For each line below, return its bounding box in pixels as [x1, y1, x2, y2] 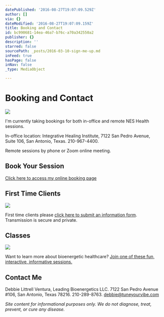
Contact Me [5, 273, 42, 281]
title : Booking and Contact [5, 26, 63, 31]
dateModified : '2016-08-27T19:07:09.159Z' [5, 21, 94, 26]
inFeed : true [5, 53, 32, 58]
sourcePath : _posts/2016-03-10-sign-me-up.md [5, 48, 100, 53]
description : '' [5, 40, 39, 44]
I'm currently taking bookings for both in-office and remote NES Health [5, 118, 150, 124]
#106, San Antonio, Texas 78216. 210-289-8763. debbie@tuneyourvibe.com [5, 292, 159, 298]
